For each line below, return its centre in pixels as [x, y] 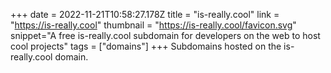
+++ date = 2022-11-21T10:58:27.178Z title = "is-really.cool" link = [145, 14]
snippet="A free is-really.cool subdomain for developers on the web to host [165, 35]
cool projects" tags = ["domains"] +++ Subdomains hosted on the [146, 46]
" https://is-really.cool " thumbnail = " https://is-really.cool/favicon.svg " [153, 25]
